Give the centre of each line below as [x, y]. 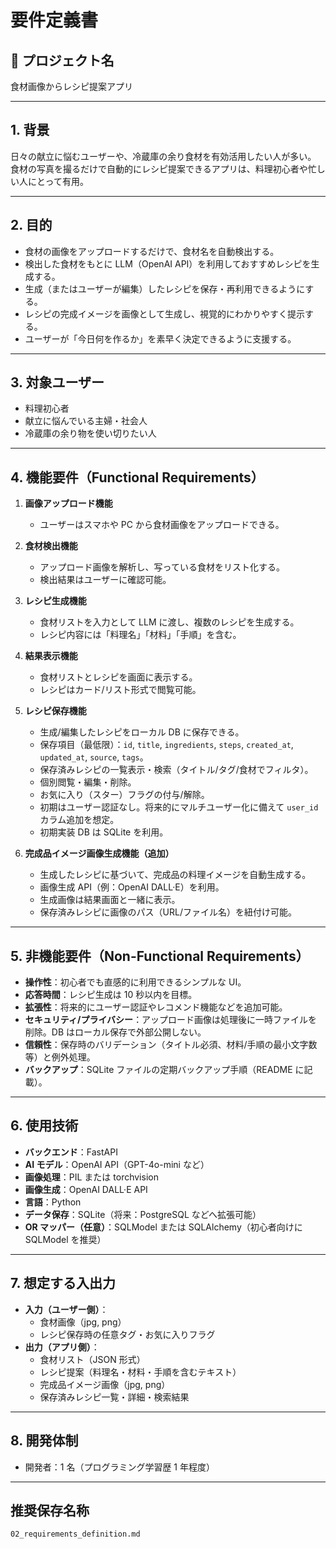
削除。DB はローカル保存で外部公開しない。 [115, 1032]
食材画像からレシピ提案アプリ [71, 86]
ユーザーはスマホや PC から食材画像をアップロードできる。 [162, 525]
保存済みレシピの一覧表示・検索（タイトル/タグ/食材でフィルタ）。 [176, 770]
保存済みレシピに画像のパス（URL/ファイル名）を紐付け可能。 [168, 912]
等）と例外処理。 [60, 1057]
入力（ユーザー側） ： [66, 1309]
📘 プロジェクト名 [62, 60]
